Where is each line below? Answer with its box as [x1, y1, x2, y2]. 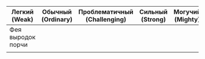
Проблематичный [78, 8, 134, 16]
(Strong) [141, 15, 167, 23]
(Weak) [11, 15, 34, 23]
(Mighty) [174, 15, 201, 23]
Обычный [41, 8, 72, 16]
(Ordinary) [41, 15, 73, 23]
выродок [9, 33, 36, 41]
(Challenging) [85, 15, 127, 23]
